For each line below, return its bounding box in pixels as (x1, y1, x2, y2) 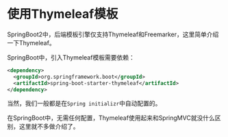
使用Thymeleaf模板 (7, 6, 118, 22)
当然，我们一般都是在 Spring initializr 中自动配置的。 (7, 99, 162, 108)
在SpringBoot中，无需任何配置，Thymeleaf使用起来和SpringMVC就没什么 (7, 114, 216, 122)
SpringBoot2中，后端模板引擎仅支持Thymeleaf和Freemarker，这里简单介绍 (7, 30, 219, 38)
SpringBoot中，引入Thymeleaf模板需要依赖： (7, 53, 135, 62)
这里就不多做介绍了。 (18, 123, 79, 131)
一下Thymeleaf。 (7, 38, 56, 47)
